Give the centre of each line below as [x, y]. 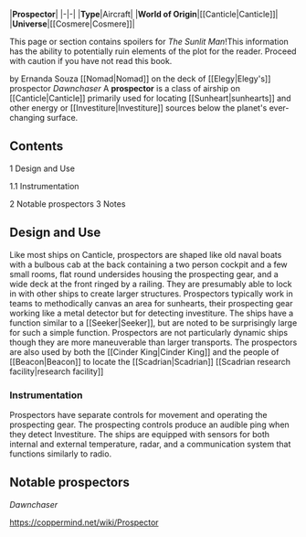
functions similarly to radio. [61, 454]
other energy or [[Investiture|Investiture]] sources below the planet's [138, 108]
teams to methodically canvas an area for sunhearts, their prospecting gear [151, 303]
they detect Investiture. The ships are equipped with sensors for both [140, 434]
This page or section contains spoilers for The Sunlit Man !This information [149, 42]
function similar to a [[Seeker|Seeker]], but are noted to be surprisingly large [153, 322]
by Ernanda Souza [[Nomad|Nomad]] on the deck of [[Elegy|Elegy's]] [140, 79]
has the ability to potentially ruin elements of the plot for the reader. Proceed [153, 51]
